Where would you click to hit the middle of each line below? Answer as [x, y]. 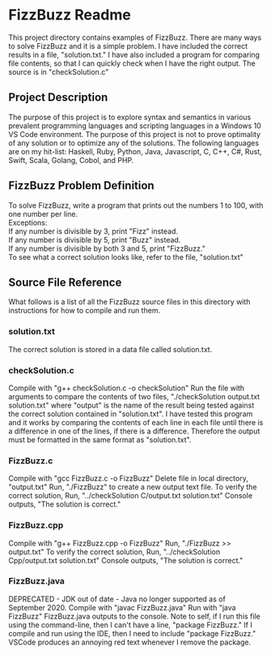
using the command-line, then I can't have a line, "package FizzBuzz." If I [130, 625]
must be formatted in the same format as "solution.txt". [100, 439]
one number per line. [43, 213]
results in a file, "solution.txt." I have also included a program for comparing [134, 54]
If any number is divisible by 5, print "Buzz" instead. [95, 239]
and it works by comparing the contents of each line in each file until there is [136, 422]
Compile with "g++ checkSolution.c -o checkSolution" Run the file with [127, 388]
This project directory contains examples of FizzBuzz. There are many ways [135, 37]
